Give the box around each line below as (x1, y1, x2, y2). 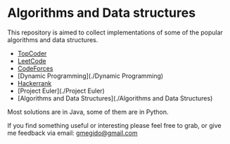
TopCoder (17, 49, 47, 58)
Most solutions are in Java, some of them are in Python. (7, 107, 169, 116)
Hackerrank (17, 79, 52, 87)
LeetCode (17, 56, 46, 65)
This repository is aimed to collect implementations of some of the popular (7, 28, 224, 37)
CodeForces (17, 64, 53, 72)
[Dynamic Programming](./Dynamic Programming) (17, 72, 164, 80)
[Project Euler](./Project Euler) (17, 86, 106, 95)
